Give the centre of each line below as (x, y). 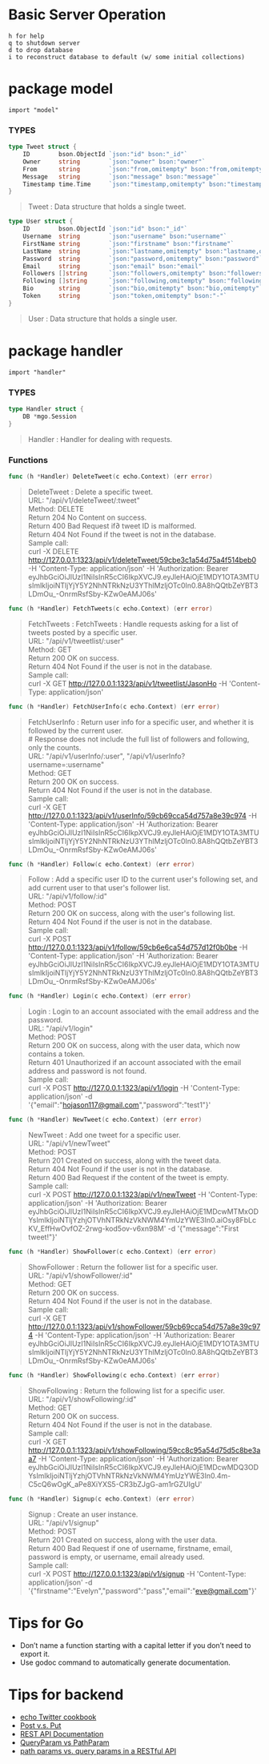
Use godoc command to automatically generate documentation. (125, 1662)
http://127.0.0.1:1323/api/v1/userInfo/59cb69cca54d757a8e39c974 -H (143, 815)
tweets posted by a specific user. (82, 632)
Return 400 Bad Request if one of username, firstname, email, (130, 1548)
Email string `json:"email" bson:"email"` (114, 266)
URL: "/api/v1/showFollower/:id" (80, 1276)
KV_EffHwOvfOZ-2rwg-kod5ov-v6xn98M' (97, 1229)
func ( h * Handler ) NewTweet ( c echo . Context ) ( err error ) (105, 1120)
